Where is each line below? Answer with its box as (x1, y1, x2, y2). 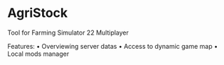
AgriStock (7, 5, 68, 21)
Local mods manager (7, 49, 70, 58)
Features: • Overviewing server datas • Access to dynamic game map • (7, 42, 218, 50)
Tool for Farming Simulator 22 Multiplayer (7, 28, 129, 37)
